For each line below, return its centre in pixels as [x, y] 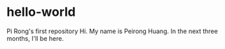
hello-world [41, 12]
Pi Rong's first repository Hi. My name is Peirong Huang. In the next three [112, 31]
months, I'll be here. [35, 38]
